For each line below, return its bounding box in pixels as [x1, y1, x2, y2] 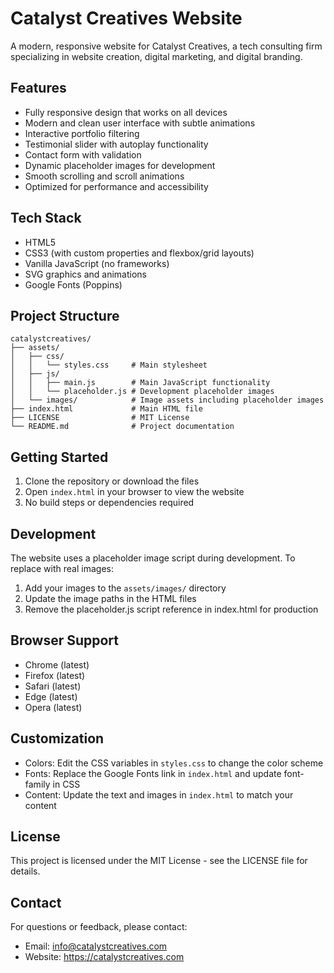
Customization [10, 730, 105, 747]
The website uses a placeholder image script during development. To [10, 552, 296, 564]
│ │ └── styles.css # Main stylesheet [10, 360, 208, 371]
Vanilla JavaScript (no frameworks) [24, 257, 170, 269]
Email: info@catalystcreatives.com [24, 940, 168, 952]
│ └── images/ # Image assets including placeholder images [10, 395, 325, 406]
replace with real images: [10, 563, 114, 574]
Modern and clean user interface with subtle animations [24, 117, 256, 129]
